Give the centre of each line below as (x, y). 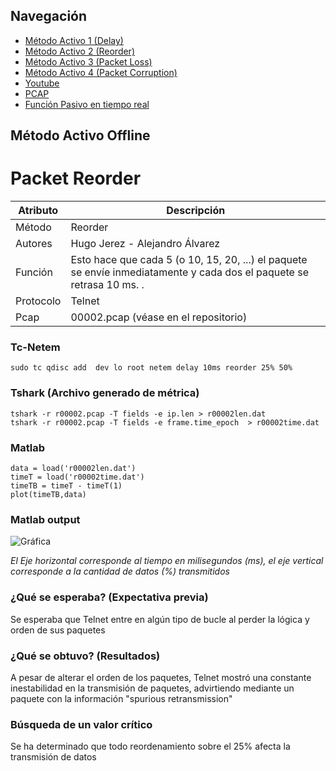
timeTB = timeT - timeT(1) (66, 486)
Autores (34, 244)
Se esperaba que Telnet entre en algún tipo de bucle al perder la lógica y (160, 619)
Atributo (38, 211)
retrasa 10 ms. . (107, 285)
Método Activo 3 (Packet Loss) (88, 61)
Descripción (196, 211)
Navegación (49, 16)
